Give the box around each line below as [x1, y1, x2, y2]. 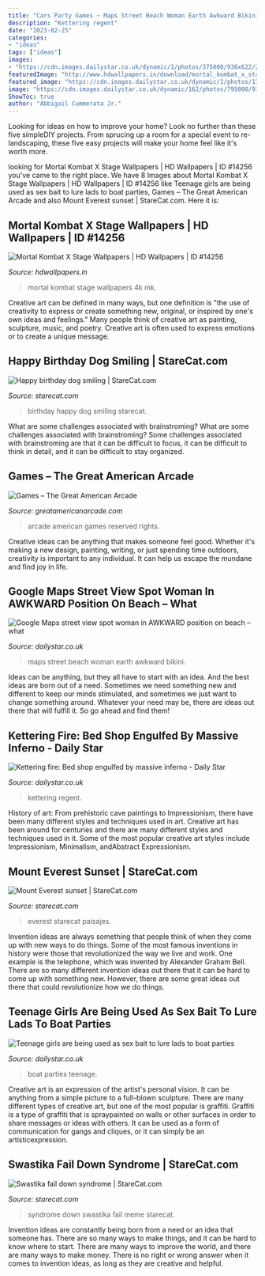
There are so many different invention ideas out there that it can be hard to [8, 966, 251, 975]
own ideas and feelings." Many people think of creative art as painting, [8, 314, 237, 324]
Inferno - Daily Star [8, 741, 104, 755]
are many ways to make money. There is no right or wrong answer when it [8, 1250, 249, 1259]
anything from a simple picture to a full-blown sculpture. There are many [8, 1092, 244, 1102]
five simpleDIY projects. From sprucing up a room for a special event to [8, 130, 240, 139]
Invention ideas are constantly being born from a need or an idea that [8, 1225, 233, 1234]
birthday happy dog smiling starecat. [27, 406, 147, 415]
